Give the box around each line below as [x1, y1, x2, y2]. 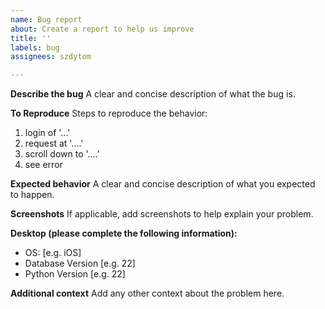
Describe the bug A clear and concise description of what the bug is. [10, 88, 296, 100]
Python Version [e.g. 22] [24, 268, 126, 280]
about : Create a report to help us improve [10, 24, 195, 34]
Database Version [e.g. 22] [24, 257, 136, 270]
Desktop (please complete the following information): [10, 227, 238, 240]
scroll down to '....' [24, 148, 100, 160]
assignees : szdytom [10, 52, 92, 62]
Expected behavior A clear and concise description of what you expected [10, 178, 316, 190]
